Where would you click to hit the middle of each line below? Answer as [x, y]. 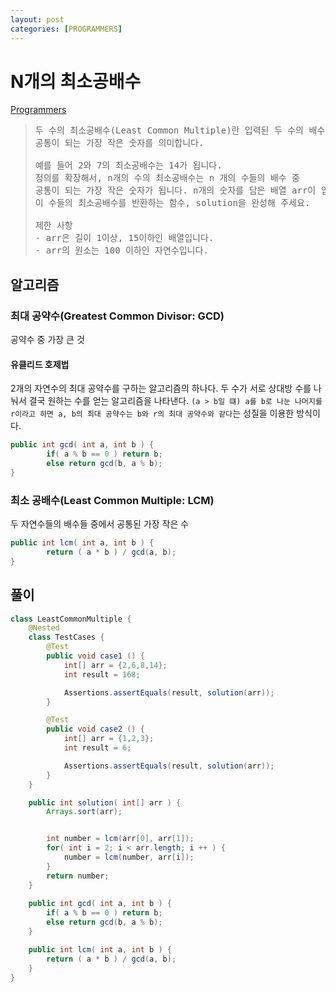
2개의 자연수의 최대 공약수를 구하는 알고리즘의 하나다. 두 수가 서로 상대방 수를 [161, 388]
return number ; [78, 876]
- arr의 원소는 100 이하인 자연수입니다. [121, 250]
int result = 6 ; [97, 748]
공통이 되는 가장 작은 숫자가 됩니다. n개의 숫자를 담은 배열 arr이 [175, 190]
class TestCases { [66, 637]
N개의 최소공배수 [76, 81]
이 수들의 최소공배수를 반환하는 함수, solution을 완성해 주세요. [172, 203]
